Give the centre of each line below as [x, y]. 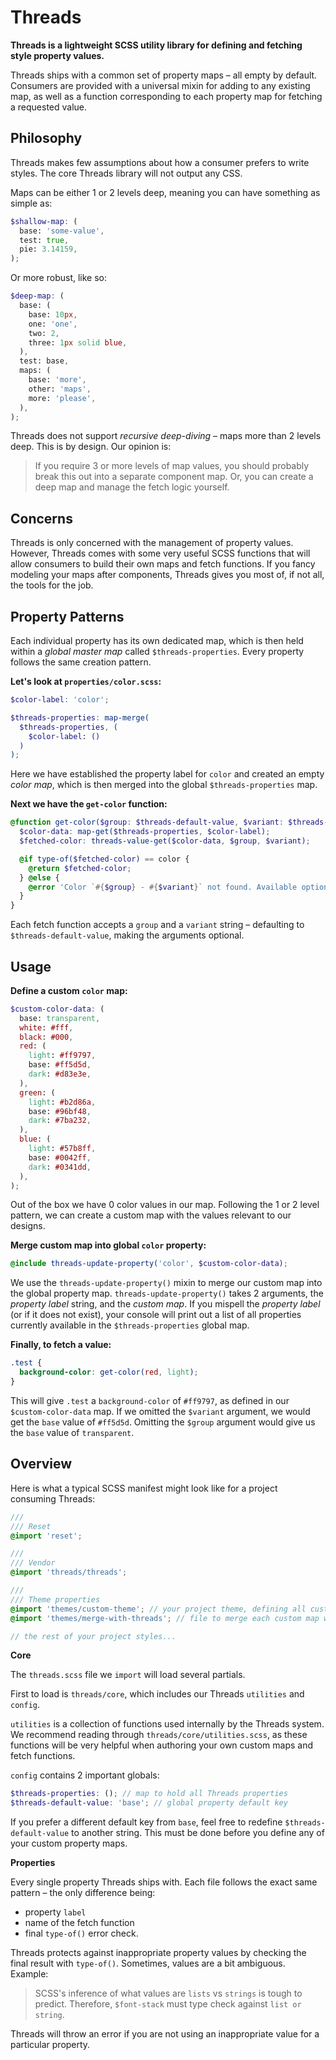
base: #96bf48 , [60, 1111]
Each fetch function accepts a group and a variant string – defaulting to [157, 925]
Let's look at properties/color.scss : [86, 681]
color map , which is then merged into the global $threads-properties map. [164, 785]
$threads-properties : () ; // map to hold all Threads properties [149, 1794]
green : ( [37, 1092]
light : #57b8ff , [62, 1149]
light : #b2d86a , [62, 1102]
